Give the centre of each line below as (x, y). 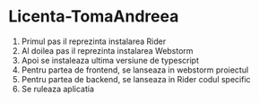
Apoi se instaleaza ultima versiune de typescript (110, 60)
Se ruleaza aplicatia (58, 89)
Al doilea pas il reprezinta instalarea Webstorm (107, 50)
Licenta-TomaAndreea (94, 17)
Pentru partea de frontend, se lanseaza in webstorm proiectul (135, 70)
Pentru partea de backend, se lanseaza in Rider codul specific (136, 79)
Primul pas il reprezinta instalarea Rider (94, 41)
